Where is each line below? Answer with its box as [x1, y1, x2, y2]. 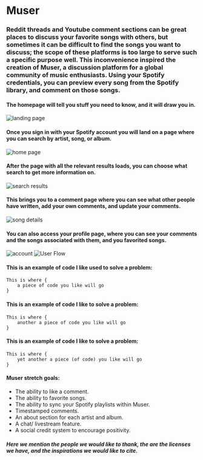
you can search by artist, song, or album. [6, 135, 112, 142]
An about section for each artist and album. [15, 413, 124, 421]
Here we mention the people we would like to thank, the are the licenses [6, 441, 191, 448]
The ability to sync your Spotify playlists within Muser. [15, 401, 150, 408]
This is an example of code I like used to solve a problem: [6, 263, 153, 271]
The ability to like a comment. [15, 388, 89, 395]
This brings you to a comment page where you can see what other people [6, 196, 195, 203]
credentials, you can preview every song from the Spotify [6, 78, 179, 87]
